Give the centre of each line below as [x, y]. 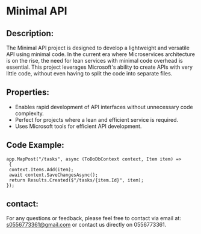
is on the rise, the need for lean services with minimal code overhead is [95, 61]
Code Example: [35, 145]
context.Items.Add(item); [41, 169]
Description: [30, 33]
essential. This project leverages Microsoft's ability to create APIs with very [100, 67]
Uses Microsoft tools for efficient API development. [78, 126]
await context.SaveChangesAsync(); [53, 175]
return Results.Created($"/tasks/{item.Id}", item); [76, 180]
